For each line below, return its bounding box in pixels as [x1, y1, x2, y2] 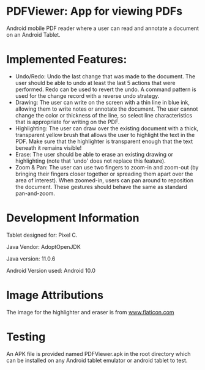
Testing [6, 330, 46, 344]
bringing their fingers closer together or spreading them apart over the [15, 170, 193, 177]
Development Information [6, 211, 140, 225]
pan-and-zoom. [15, 190, 55, 197]
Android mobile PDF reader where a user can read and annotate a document [6, 24, 199, 32]
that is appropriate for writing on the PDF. [15, 118, 120, 125]
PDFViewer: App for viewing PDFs [6, 4, 182, 18]
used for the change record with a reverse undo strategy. [15, 92, 160, 99]
